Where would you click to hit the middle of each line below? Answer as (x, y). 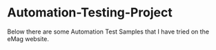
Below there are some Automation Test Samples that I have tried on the (108, 32)
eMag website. (28, 38)
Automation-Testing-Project (90, 13)
